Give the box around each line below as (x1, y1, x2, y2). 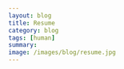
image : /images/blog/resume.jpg (8, 48, 116, 56)
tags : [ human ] (8, 33, 56, 42)
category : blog (8, 26, 59, 34)
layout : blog (8, 11, 52, 20)
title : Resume (8, 19, 56, 27)
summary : (8, 41, 38, 49)
